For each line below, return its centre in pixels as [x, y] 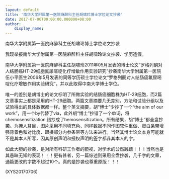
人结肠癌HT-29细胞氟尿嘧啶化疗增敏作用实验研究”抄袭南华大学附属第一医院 [83, 71]
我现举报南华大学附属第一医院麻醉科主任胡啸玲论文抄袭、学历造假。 [76, 54]
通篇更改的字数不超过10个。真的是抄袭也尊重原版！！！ [63, 162]
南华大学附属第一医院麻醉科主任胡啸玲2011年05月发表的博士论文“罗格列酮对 [84, 65]
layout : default [22, 10]
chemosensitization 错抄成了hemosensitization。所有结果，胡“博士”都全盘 [82, 120]
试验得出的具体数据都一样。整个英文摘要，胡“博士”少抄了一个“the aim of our [84, 107]
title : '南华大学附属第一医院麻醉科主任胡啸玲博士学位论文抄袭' [64, 15]
